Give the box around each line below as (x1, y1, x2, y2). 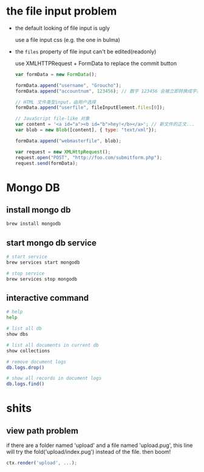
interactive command (6, 293, 89, 303)
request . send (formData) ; (15, 160, 78, 166)
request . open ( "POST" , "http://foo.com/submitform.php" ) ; (15, 154, 163, 160)
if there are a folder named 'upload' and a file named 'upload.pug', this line (6, 442, 193, 449)
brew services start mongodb (6, 259, 80, 265)
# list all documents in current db (6, 342, 99, 348)
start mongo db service (6, 238, 97, 248)
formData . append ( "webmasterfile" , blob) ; (15, 138, 122, 144)
